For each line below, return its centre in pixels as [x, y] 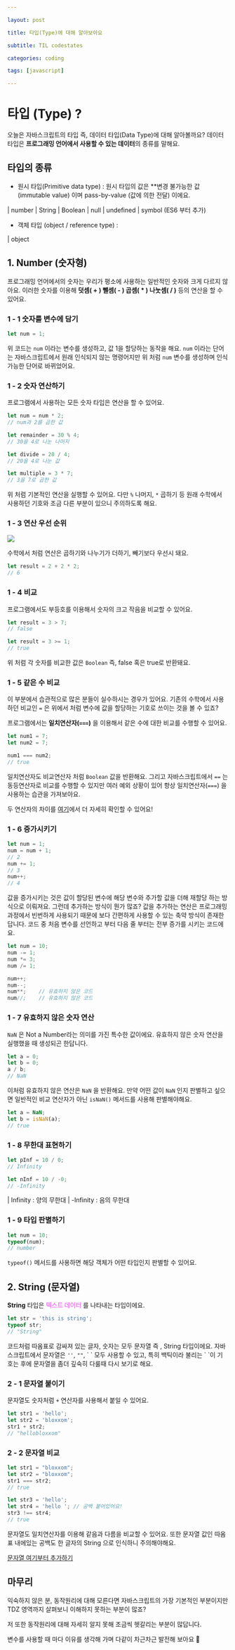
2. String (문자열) [44, 1287]
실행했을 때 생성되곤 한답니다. [48, 1043]
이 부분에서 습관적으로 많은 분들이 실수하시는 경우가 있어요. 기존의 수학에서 [109, 699]
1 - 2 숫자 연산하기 [36, 386]
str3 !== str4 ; [29, 1513]
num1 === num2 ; [29, 756]
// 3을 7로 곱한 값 [32, 480]
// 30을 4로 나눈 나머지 [39, 442]
